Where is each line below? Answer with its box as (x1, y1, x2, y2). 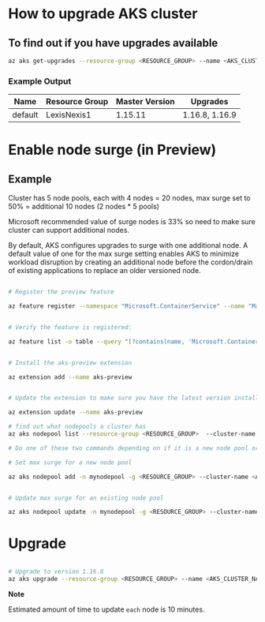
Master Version (115, 96, 175, 107)
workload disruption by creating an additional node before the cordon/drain (8, 257, 253, 267)
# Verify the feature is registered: (8, 323, 132, 332)
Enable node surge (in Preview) (8, 141, 217, 159)
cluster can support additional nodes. (8, 226, 130, 235)
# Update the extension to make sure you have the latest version (8, 394, 231, 403)
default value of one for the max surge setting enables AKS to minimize (8, 249, 240, 259)
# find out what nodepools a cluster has (8, 423, 147, 431)
